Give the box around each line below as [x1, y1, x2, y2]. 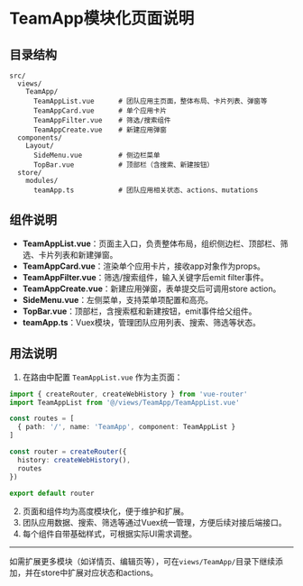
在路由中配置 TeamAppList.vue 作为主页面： [22, 371, 183, 382]
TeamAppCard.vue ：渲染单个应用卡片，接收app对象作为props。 [22, 261, 266, 271]
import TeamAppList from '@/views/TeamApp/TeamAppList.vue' [9, 398, 241, 407]
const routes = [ [9, 414, 75, 424]
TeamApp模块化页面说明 [9, 8, 195, 29]
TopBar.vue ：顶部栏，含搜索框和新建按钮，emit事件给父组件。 [22, 306, 257, 316]
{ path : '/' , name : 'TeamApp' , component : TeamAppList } [17, 423, 236, 432]
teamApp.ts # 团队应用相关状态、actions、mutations [32, 186, 259, 195]
